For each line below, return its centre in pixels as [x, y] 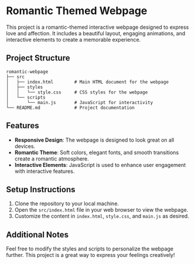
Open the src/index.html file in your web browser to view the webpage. [101, 210]
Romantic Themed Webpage [77, 11]
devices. [25, 146]
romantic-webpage [27, 72]
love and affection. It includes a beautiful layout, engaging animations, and [96, 33]
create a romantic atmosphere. [52, 158]
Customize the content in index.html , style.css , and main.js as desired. [102, 216]
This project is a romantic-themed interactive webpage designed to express [97, 27]
